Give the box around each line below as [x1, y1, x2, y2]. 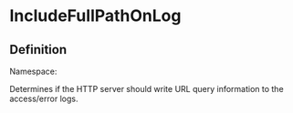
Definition [9, 42, 67, 57]
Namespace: [9, 66, 58, 77]
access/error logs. [9, 93, 78, 104]
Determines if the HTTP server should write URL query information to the [9, 84, 285, 94]
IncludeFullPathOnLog [9, 5, 182, 26]
